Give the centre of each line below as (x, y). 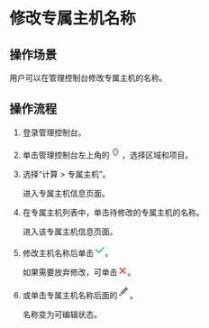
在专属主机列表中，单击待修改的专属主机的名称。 (113, 212)
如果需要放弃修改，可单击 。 (79, 272)
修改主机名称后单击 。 (68, 252)
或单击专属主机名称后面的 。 (80, 295)
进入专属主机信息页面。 (66, 193)
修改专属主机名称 (73, 18)
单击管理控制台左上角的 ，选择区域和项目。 (108, 155)
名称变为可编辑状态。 (62, 314)
